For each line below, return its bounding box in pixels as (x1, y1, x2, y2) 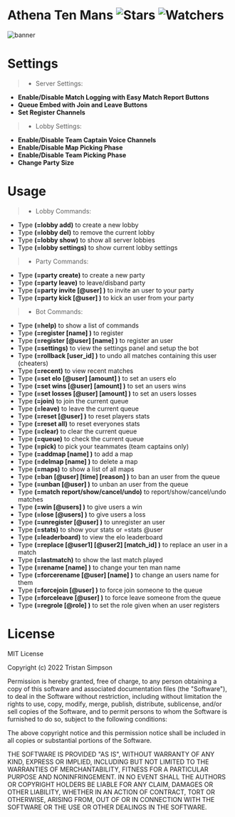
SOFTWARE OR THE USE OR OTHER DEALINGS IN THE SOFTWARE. (7, 803, 207, 811)
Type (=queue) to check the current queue (17, 434, 145, 443)
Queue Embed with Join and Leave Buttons (17, 100, 148, 109)
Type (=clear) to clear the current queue (17, 427, 137, 436)
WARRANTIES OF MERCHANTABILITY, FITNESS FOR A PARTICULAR (7, 765, 209, 774)
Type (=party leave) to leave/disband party (17, 278, 146, 287)
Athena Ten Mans (7, 7, 114, 23)
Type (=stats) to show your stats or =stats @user (17, 525, 163, 534)
